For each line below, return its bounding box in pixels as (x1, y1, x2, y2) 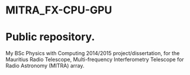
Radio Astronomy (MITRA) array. (5, 62, 85, 69)
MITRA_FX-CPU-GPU (5, 4, 112, 17)
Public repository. (5, 30, 95, 44)
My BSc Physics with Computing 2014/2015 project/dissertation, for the (5, 50, 180, 57)
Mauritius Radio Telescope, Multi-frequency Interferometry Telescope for (5, 56, 184, 63)
